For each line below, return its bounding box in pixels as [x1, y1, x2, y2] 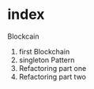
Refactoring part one [18, 63, 87, 72]
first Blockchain [18, 46, 70, 56]
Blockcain [7, 32, 39, 41]
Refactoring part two [18, 72, 86, 81]
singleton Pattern [18, 55, 75, 65]
